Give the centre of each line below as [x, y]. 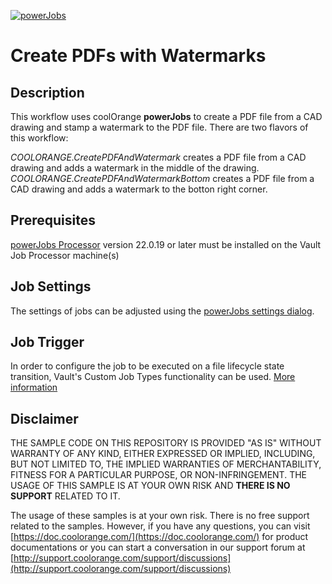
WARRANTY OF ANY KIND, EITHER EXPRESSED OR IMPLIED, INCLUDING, [163, 454]
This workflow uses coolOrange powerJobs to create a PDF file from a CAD [166, 116]
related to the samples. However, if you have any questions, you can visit [160, 526]
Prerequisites [53, 220]
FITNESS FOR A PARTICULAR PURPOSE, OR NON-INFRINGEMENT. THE [159, 475]
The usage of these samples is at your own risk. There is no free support [160, 516]
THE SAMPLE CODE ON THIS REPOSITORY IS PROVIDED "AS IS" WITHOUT [166, 443]
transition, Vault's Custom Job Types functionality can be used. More [153, 377]
